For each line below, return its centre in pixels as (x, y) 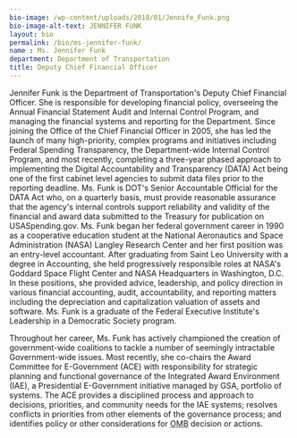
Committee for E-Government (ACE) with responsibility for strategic (134, 366)
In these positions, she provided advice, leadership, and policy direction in (146, 282)
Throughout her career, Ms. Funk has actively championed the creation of (145, 338)
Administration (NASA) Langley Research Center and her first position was (146, 244)
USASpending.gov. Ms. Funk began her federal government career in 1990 (147, 225)
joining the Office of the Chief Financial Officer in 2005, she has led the (140, 131)
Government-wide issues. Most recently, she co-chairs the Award (131, 357)
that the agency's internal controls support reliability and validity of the (140, 206)
